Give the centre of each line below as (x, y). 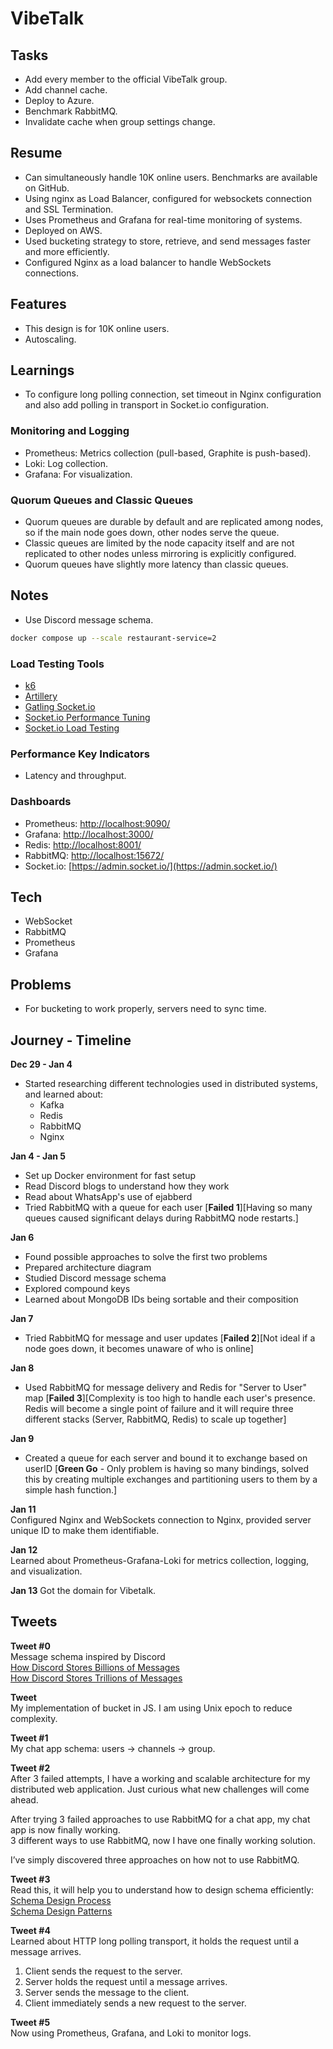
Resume (36, 153)
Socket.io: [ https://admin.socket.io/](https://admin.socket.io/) (151, 866)
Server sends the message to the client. (107, 1992)
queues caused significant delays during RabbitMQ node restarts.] (161, 1218)
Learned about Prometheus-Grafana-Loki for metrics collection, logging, (160, 1561)
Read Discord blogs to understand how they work (127, 1186)
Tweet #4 (30, 1930)
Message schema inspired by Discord (88, 1656)
